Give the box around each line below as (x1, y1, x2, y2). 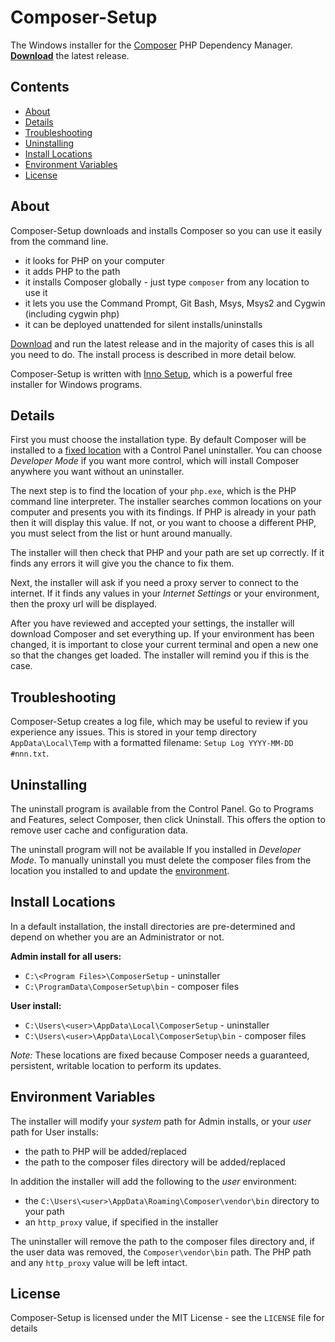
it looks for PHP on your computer (24, 254, 165, 266)
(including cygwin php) (24, 307, 120, 320)
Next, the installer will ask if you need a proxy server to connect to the (10, 577, 299, 589)
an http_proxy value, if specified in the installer (24, 1216, 219, 1228)
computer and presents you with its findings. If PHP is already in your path (10, 506, 317, 518)
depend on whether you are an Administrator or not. (10, 931, 225, 943)
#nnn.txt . (10, 747, 50, 760)
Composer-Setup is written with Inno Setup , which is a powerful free (10, 367, 293, 380)
